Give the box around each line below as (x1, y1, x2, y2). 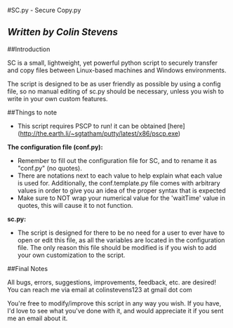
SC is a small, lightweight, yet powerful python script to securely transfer (7, 58, 218, 67)
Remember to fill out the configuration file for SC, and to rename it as (17, 156, 218, 164)
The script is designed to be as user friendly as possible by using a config (7, 79, 221, 88)
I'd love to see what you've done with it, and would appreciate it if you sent (7, 306, 224, 315)
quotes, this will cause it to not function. (17, 201, 133, 209)
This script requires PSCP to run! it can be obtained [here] (17, 122, 185, 130)
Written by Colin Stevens (7, 26, 118, 38)
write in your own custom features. (7, 94, 108, 103)
